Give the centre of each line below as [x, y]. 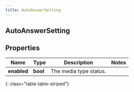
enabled [18, 71]
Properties [23, 48]
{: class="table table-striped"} [37, 84]
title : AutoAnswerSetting [33, 10]
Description [79, 62]
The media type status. [78, 71]
